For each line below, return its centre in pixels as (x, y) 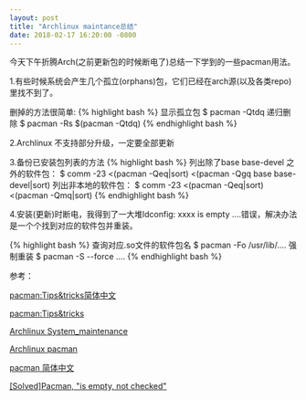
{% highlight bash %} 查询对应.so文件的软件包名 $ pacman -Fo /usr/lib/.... (148, 245)
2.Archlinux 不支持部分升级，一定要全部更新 (92, 143)
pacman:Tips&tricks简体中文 (63, 295)
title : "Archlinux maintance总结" (74, 26)
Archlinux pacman (43, 349)
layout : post (34, 18)
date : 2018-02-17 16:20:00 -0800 (73, 35)
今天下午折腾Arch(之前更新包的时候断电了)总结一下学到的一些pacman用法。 (153, 62)
